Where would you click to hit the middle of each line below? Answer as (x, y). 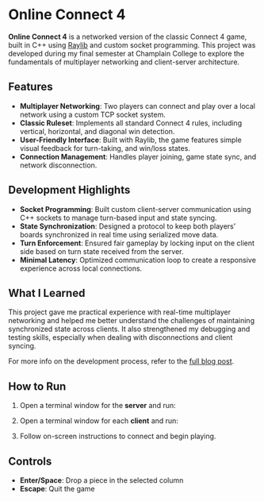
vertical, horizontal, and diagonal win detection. (97, 131)
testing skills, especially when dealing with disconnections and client (121, 337)
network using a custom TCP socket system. (93, 114)
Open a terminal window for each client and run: (99, 421)
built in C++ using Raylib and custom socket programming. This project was (132, 44)
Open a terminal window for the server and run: (98, 406)
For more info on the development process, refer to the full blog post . (121, 361)
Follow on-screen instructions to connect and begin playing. (118, 436)
